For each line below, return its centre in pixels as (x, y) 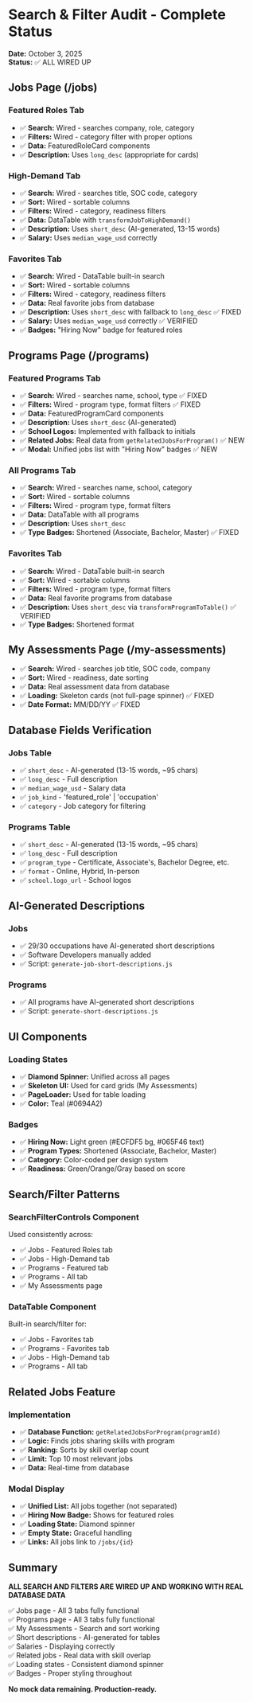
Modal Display (37, 1489)
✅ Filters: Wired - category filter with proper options (106, 136)
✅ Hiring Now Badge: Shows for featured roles (97, 1515)
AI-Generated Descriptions (77, 906)
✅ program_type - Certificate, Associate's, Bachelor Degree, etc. (125, 862)
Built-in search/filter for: (48, 1324)
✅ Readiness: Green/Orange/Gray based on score (102, 1169)
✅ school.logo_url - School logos (75, 880)
